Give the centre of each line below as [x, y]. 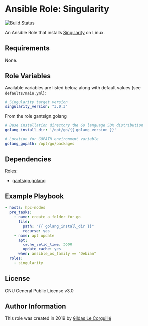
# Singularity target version [37, 102]
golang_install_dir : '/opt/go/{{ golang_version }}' [61, 130]
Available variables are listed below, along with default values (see [73, 87]
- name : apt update [34, 235]
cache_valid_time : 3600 [47, 244]
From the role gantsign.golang [36, 116]
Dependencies [28, 159]
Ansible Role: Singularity [57, 9]
